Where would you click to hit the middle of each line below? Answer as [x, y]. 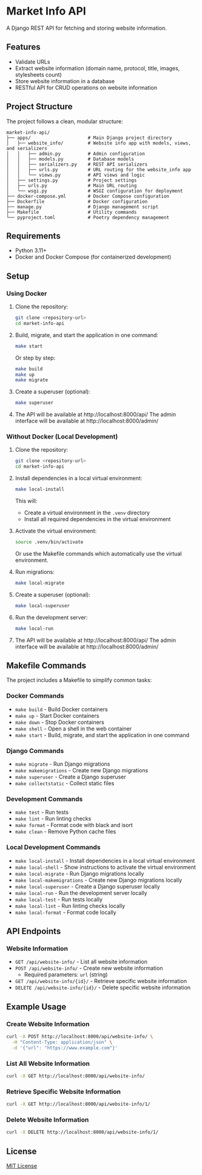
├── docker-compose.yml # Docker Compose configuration [88, 196]
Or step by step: [35, 358]
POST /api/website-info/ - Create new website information [89, 968]
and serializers [27, 148]
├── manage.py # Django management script [82, 207]
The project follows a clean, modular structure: [65, 121]
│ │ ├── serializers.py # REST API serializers [77, 164]
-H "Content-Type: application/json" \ [62, 1042]
